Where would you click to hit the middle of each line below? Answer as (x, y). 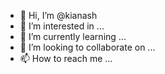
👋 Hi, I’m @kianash (58, 15)
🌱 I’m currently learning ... (73, 36)
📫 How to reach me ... (66, 58)
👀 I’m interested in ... (62, 26)
